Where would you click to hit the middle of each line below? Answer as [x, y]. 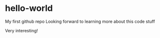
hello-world [29, 8]
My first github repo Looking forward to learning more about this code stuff [80, 21]
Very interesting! [22, 30]
